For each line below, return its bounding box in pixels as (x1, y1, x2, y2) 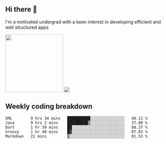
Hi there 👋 (5, 5, 37, 14)
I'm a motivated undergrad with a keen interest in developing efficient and (5, 18, 161, 25)
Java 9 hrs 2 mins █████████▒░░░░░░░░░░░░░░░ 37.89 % (5, 120, 148, 126)
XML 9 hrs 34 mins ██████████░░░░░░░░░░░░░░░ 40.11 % (5, 116, 148, 121)
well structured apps (5, 24, 49, 30)
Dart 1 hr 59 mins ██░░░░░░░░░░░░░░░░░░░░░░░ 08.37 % (5, 125, 148, 130)
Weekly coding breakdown (5, 102, 93, 111)
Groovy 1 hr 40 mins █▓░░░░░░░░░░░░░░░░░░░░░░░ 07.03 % (5, 129, 148, 134)
